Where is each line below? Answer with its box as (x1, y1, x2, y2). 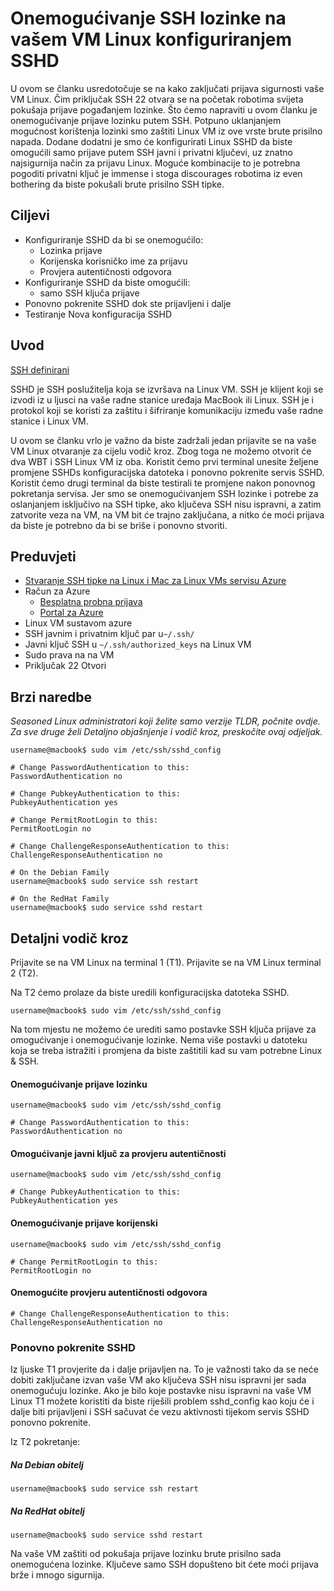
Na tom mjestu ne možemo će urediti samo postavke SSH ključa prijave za (10, 1023, 317, 1035)
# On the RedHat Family (10, 894, 110, 904)
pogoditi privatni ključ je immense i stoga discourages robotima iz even (10, 167, 303, 179)
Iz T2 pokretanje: (10, 1436, 81, 1448)
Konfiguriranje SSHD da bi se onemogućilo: (24, 233, 204, 246)
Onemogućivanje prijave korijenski (10, 1217, 158, 1229)
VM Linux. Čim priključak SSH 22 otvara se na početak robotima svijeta (10, 93, 304, 105)
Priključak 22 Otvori (24, 660, 107, 672)
